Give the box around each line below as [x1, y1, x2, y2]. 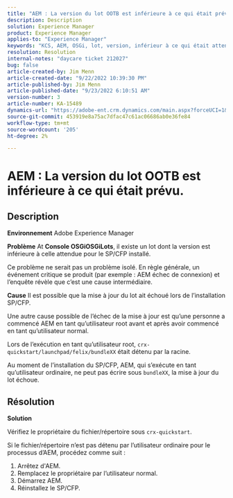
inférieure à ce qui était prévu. [7, 183, 184, 199]
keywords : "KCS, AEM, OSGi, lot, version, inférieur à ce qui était [7, 42, 209, 49]
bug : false [7, 62, 39, 69]
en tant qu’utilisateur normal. [7, 327, 89, 335]
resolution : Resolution [7, 49, 76, 56]
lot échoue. [7, 375, 40, 384]
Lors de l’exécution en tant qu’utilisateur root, [7, 340, 137, 348]
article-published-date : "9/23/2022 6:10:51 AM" [7, 87, 150, 94]
